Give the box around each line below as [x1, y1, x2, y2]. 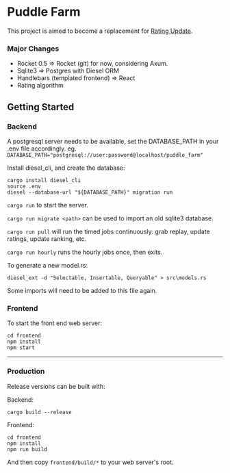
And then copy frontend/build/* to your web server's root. [7, 458, 174, 466]
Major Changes [7, 44, 60, 53]
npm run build [7, 446, 48, 452]
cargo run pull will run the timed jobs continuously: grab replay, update [7, 227, 210, 235]
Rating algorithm [16, 81, 64, 90]
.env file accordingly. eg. [7, 144, 77, 153]
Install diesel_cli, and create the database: [7, 164, 125, 172]
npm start [7, 344, 36, 351]
